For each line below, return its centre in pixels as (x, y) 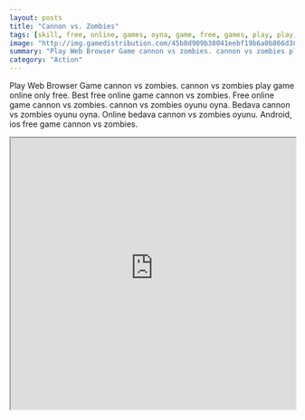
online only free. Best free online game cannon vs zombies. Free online (142, 95)
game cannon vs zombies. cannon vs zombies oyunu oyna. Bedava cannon (150, 105)
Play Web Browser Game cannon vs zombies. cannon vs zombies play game (152, 86)
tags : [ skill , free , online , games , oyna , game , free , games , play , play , (153, 34)
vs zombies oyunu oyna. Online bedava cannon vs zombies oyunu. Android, (151, 115)
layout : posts (36, 18)
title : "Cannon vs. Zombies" (64, 26)
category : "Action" (46, 60)
